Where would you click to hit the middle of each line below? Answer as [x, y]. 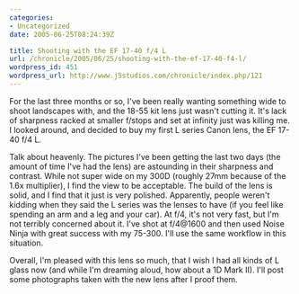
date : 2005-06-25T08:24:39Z [62, 34]
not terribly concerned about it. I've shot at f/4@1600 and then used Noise [147, 223]
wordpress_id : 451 [44, 67]
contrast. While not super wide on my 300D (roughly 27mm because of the [148, 175]
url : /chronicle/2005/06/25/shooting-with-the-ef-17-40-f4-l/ [128, 59]
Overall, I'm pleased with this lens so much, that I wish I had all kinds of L [145, 260]
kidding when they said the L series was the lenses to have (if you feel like [147, 204]
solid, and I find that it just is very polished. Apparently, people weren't [140, 195]
